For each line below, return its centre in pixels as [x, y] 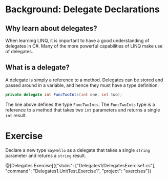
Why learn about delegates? [51, 28]
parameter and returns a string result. [46, 155]
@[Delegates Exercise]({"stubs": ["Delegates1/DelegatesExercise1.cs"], [81, 165]
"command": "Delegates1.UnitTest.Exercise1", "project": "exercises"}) [78, 171]
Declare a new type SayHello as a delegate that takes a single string [78, 150]
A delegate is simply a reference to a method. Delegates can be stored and [84, 80]
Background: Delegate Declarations [82, 9]
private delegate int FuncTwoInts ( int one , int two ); [64, 95]
